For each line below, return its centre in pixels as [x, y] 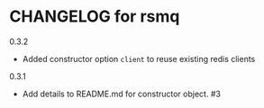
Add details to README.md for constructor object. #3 [121, 94]
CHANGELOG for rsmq [95, 17]
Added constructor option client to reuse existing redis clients [139, 58]
